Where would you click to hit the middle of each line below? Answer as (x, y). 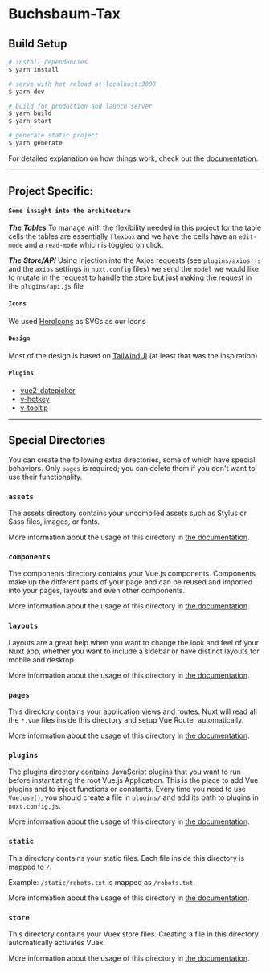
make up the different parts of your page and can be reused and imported (131, 582)
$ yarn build (30, 113)
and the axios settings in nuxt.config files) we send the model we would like (134, 269)
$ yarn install (34, 69)
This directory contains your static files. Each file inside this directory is (127, 858)
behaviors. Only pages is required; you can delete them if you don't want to (132, 468)
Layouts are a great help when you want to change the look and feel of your (134, 642)
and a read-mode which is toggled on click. (94, 245)
